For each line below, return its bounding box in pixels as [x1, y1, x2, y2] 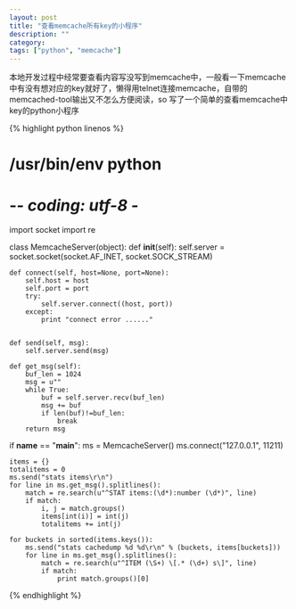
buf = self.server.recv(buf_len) [41, 393, 166, 402]
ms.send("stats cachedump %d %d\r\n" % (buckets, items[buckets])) [25, 543, 281, 553]
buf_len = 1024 [25, 370, 82, 379]
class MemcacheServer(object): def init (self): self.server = [9, 242, 226, 252]
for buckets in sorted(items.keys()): [9, 536, 153, 545]
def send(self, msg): [9, 339, 90, 348]
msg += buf [41, 401, 82, 410]
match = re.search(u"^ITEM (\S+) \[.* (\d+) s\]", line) [41, 559, 257, 568]
